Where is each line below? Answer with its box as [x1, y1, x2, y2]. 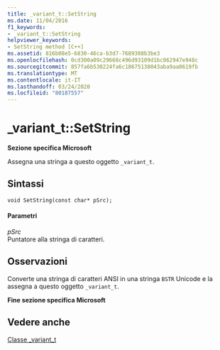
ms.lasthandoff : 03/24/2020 [7, 83, 91, 90]
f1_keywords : [7, 23, 46, 31]
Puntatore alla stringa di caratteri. [7, 235, 105, 244]
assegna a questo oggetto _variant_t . [7, 282, 119, 290]
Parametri [7, 212, 38, 220]
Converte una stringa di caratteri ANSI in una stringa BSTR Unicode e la [7, 274, 213, 283]
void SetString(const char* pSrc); [7, 197, 113, 204]
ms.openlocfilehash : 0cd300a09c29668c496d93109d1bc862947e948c [7, 57, 199, 64]
